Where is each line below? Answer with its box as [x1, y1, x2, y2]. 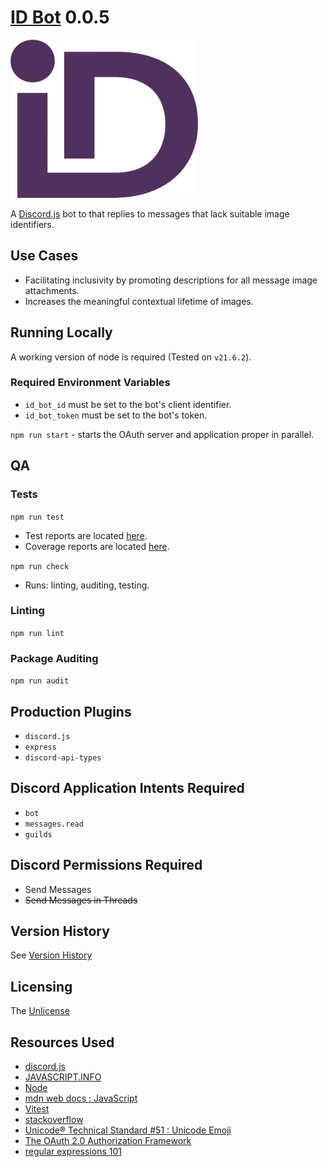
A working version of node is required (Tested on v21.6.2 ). [10, 351, 252, 363]
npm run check [10, 561, 70, 571]
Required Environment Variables [10, 376, 171, 390]
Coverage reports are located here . [24, 540, 170, 552]
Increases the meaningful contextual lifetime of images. [24, 295, 254, 307]
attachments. [24, 284, 80, 296]
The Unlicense [10, 1005, 70, 1017]
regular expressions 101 [24, 1146, 122, 1158]
